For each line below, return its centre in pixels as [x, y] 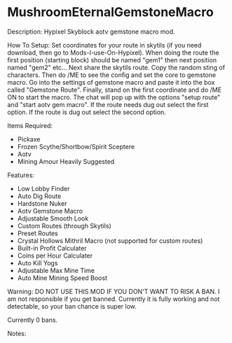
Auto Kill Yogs [37, 262]
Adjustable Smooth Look [53, 218]
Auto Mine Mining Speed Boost [62, 278]
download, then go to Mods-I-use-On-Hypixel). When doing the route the [113, 52]
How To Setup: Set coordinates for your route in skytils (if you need [104, 45]
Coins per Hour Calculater [55, 255]
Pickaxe [29, 139]
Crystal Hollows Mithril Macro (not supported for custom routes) [110, 240]
